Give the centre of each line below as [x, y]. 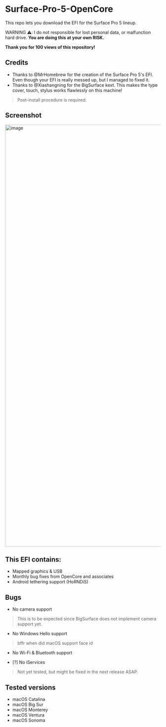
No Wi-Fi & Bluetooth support [42, 653]
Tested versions [30, 687]
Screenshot [23, 115]
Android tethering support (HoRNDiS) [50, 582]
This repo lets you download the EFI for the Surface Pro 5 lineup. [71, 23]
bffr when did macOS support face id [55, 643]
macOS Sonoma [29, 720]
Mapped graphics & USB [37, 572]
